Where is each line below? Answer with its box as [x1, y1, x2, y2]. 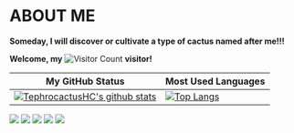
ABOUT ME [9, 5, 96, 26]
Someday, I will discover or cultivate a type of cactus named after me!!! [9, 36, 285, 46]
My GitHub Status [45, 75, 125, 87]
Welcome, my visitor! [9, 53, 152, 64]
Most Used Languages [164, 75, 266, 87]
